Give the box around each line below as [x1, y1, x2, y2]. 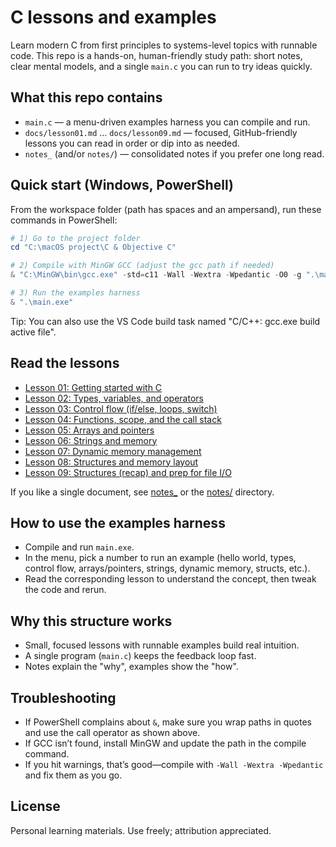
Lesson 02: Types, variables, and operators [24, 392, 204, 404]
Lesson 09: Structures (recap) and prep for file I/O [24, 466, 232, 478]
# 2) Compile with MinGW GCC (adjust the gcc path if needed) [10, 261, 275, 271]
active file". [10, 326, 57, 338]
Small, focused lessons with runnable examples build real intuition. [24, 639, 300, 651]
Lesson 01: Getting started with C [24, 381, 163, 393]
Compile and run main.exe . [24, 541, 135, 553]
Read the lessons [10, 355, 120, 372]
